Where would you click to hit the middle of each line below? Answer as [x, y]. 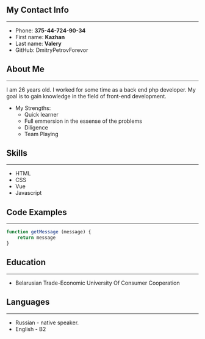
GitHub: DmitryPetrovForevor [52, 50]
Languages [28, 302]
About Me [25, 69]
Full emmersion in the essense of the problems [83, 121]
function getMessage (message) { [49, 232]
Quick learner [41, 114]
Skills [17, 153]
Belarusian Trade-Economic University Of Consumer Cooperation [97, 283]
